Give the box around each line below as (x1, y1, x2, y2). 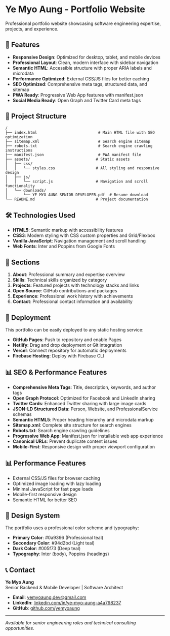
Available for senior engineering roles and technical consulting (5, 620, 136, 626)
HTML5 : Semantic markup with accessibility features (12, 227, 123, 233)
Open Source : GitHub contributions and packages (12, 288, 117, 294)
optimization (5, 134, 33, 139)
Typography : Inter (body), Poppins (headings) (12, 551, 110, 557)
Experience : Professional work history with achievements (12, 293, 133, 299)
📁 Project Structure (5, 112, 67, 120)
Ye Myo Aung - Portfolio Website (5, 4, 146, 15)
